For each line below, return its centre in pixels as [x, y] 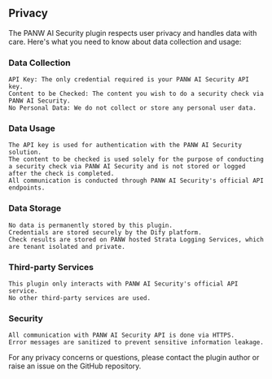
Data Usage [32, 129]
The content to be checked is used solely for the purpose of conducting [136, 159]
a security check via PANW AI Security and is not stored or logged [127, 167]
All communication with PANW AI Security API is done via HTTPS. [121, 335]
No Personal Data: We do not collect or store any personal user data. [132, 108]
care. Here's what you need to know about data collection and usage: [125, 41]
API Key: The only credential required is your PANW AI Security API [129, 80]
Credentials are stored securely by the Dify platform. [105, 232]
